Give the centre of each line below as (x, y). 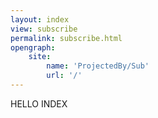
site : (40, 57)
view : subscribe (44, 29)
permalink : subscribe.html (66, 38)
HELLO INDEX (39, 103)
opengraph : (33, 47)
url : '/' (64, 76)
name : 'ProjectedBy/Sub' (98, 66)
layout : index (40, 19)
